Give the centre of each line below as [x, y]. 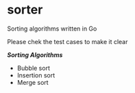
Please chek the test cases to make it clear [67, 41]
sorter [25, 10]
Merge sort [33, 82]
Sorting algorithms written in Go [52, 29]
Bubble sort [33, 68]
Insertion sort [36, 75]
